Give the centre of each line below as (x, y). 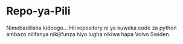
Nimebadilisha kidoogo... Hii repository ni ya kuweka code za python (91, 28)
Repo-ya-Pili (38, 11)
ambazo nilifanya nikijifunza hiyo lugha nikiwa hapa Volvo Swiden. (88, 34)
